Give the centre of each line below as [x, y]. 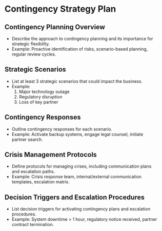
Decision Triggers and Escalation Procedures [75, 197]
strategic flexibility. [30, 44]
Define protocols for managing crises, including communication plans [81, 166]
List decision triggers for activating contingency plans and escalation [81, 209]
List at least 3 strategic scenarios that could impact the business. [77, 81]
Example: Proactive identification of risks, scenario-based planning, [80, 49]
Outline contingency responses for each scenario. [62, 129]
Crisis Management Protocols [51, 155]
